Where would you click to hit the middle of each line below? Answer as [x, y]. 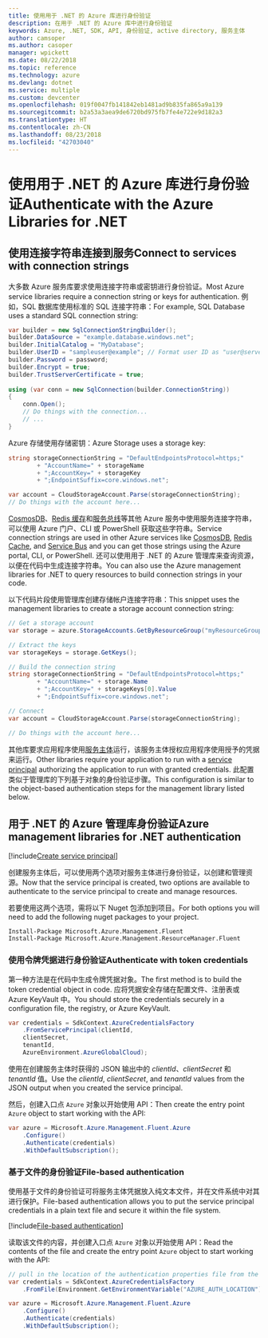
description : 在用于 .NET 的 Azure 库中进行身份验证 [91, 23]
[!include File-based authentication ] [66, 1225]
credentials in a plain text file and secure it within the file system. [114, 1210]
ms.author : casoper [41, 46]
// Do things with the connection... [85, 412]
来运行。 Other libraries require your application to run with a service [120, 759]
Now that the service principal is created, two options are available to [136, 883]
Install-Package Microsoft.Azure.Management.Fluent [96, 932]
